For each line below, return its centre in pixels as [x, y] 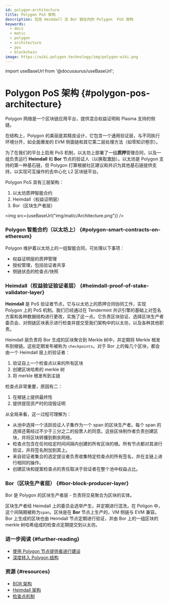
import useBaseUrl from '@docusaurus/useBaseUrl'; [60, 71]
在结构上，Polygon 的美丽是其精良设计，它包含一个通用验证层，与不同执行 [82, 136]
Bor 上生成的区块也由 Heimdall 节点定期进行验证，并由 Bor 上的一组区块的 [82, 519]
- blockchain [23, 52]
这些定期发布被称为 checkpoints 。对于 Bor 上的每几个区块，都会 [93, 346]
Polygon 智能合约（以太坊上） [42, 230]
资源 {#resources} [28, 572]
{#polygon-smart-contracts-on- [120, 230]
